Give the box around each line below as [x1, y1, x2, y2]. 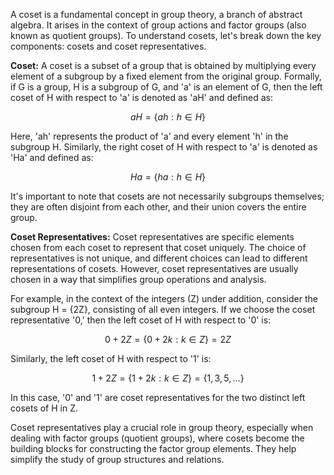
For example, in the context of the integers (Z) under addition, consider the [10, 293, 318, 304]
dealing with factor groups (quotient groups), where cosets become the [10, 432, 305, 444]
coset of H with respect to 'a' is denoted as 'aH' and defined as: [10, 92, 273, 103]
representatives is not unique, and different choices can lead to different [10, 252, 308, 264]
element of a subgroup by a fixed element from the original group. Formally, [10, 70, 322, 82]
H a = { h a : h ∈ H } [129, 171, 207, 183]
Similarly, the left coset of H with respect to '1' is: [10, 353, 212, 364]
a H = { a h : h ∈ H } [129, 111, 207, 123]
